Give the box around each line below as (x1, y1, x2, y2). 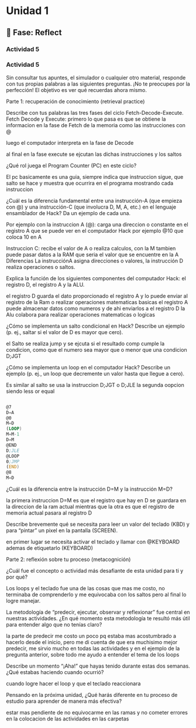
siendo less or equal (6, 387, 55, 394)
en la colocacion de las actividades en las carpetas (6, 715, 129, 722)
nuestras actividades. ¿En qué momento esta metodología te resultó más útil (6, 615, 190, 622)
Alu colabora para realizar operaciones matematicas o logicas (6, 311, 155, 318)
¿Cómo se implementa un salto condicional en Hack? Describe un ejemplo (6, 322, 185, 329)
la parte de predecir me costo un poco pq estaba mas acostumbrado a (6, 632, 177, 639)
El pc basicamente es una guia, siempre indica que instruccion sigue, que (6, 173, 184, 180)
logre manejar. (6, 597, 41, 604)
